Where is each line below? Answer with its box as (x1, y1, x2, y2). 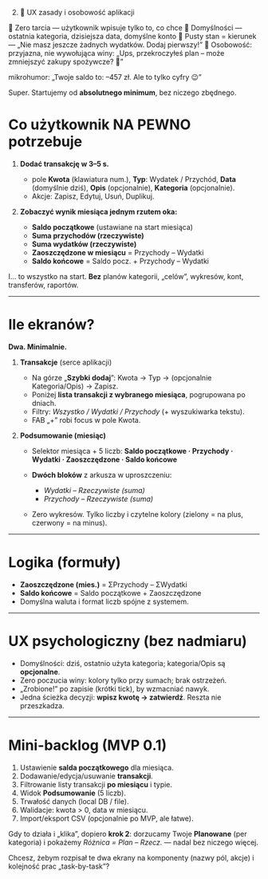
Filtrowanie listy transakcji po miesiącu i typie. (19, 779, 173, 789)
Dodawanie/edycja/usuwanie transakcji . (19, 771, 153, 781)
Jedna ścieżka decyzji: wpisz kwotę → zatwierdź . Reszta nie (19, 692, 222, 702)
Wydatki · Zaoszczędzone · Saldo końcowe (31, 455, 178, 464)
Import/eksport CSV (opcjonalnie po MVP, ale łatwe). (19, 814, 194, 823)
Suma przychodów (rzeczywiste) (31, 231, 145, 240)
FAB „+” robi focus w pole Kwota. (31, 415, 141, 424)
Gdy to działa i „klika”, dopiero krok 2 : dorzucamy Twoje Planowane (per (8, 829, 247, 838)
